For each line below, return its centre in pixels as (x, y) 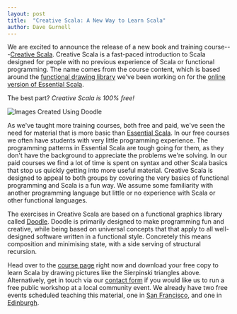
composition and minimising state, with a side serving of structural (104, 244)
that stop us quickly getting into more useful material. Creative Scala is (110, 171)
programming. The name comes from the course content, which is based (114, 70)
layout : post (27, 14)
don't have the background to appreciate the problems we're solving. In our (117, 155)
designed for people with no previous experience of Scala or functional (111, 62)
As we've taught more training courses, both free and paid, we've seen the (116, 126)
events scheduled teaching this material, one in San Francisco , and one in (115, 295)
